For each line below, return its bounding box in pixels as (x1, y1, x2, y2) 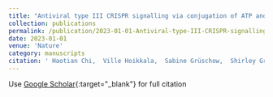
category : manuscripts (8, 49, 85, 57)
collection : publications (8, 19, 96, 27)
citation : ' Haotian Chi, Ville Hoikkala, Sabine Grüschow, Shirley (8, 57, 256, 65)
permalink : (8, 27, 45, 35)
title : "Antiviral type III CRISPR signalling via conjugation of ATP (8, 11, 253, 20)
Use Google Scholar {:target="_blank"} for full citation (8, 78, 187, 89)
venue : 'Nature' (8, 42, 63, 50)
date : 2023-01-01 (8, 34, 67, 43)
